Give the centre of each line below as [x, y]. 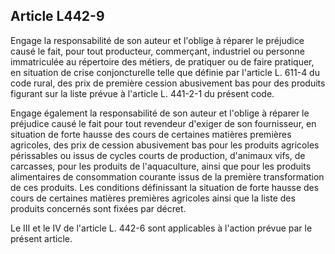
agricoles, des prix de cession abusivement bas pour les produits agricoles [165, 145]
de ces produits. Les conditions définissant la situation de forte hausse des [165, 187]
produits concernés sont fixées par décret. [98, 208]
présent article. [41, 238]
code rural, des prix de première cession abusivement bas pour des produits [168, 83]
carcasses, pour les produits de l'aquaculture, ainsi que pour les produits [161, 166]
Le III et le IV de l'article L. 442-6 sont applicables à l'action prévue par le [161, 228]
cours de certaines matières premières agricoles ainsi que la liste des [153, 198]
